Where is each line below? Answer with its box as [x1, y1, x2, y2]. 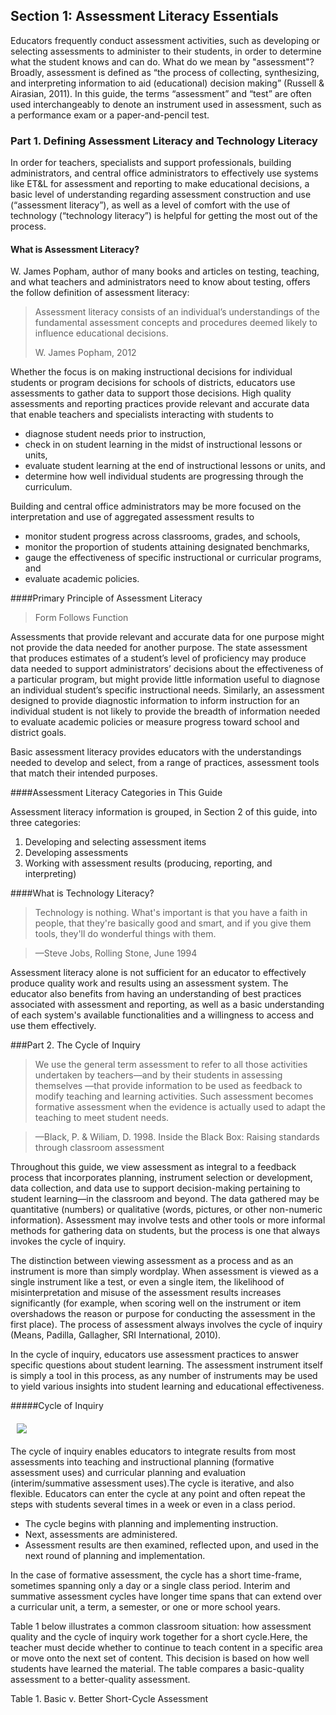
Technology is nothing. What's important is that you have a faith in [34, 907, 308, 919]
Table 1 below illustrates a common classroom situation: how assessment [10, 1620, 312, 1633]
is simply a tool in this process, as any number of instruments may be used [10, 1370, 318, 1382]
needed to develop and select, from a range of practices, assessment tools [10, 757, 320, 769]
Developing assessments [24, 847, 129, 859]
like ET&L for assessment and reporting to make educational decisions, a [10, 178, 310, 190]
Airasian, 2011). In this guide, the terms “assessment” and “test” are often [10, 87, 312, 99]
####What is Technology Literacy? [10, 887, 155, 899]
